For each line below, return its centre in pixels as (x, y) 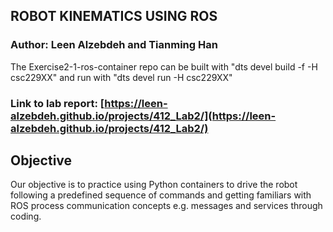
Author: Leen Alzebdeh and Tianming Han (114, 45)
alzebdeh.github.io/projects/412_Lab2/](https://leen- (143, 116)
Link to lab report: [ (57, 103)
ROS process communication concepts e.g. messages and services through (166, 206)
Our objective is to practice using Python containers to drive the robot (154, 185)
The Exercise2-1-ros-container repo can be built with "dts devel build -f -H (164, 66)
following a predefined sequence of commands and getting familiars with (161, 195)
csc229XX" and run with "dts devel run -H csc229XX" (121, 77)
